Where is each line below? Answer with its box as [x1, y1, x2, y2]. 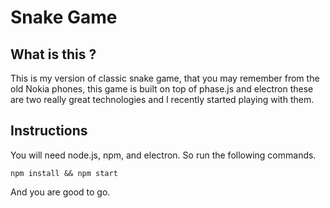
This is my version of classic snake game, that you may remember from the [10, 72, 320, 84]
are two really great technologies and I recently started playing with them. [10, 94, 315, 105]
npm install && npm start [10, 168, 118, 178]
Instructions [10, 122, 88, 140]
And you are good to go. [10, 186, 111, 198]
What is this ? [10, 46, 97, 63]
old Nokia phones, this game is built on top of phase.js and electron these [10, 83, 314, 95]
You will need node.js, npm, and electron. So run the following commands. [10, 149, 317, 161]
